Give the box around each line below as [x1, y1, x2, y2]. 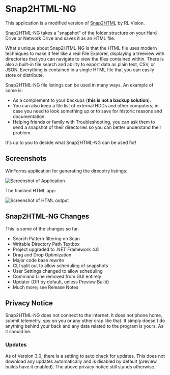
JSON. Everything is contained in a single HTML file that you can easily [5, 67, 154, 73]
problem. [12, 129, 32, 135]
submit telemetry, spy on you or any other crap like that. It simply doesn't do [5, 318, 165, 324]
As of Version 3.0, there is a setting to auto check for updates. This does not [5, 353, 165, 359]
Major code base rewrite [12, 257, 65, 263]
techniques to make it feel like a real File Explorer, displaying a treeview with [5, 50, 165, 56]
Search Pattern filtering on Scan [12, 235, 80, 242]
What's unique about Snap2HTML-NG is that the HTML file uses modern [5, 45, 157, 51]
